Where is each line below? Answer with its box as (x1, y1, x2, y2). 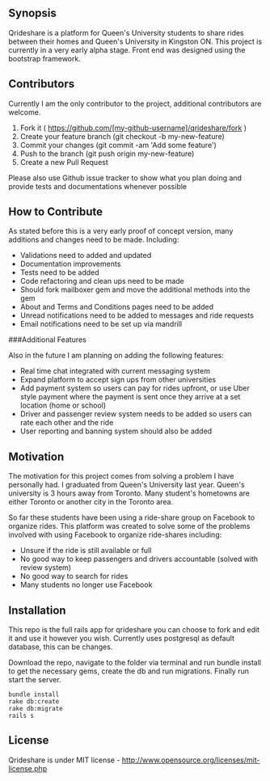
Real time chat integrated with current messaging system (19, 366, 210, 376)
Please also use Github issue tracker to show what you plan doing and (8, 173, 243, 183)
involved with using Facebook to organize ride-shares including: (8, 530, 222, 540)
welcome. (8, 107, 41, 116)
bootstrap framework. (8, 53, 81, 63)
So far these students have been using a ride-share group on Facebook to (8, 513, 255, 522)
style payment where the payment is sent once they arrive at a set (19, 392, 241, 402)
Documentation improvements (19, 259, 121, 269)
